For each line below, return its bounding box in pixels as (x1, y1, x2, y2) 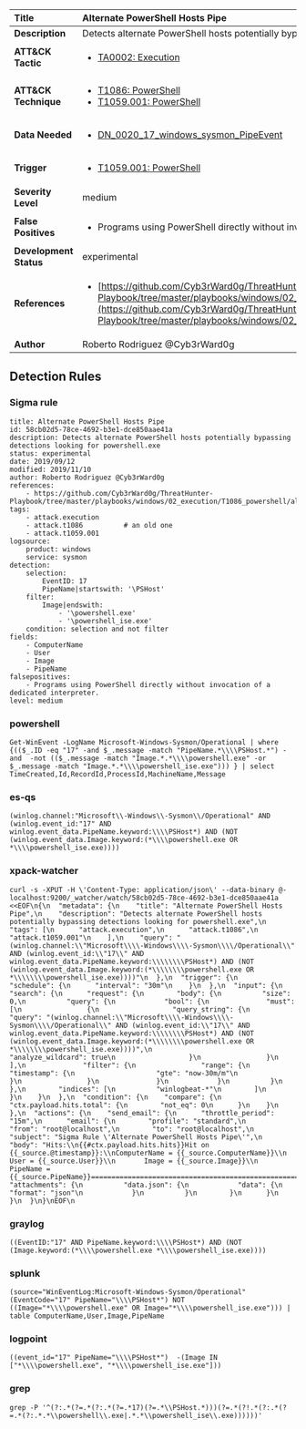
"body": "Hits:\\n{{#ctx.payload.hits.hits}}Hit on (9, 1140, 209, 1149)
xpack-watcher (9, 865, 79, 878)
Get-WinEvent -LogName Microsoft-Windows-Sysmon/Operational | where (9, 737, 280, 746)
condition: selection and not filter (25, 624, 169, 633)
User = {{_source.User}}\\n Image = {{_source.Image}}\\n (9, 1157, 259, 1166)
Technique (14, 96, 62, 108)
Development (14, 245, 74, 257)
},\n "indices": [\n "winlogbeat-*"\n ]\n (9, 1085, 267, 1094)
